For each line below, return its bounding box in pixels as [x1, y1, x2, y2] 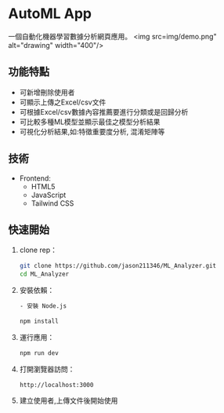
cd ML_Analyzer [19, 270, 70, 279]
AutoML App [8, 5, 92, 23]
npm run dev [19, 349, 59, 357]
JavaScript [31, 190, 67, 199]
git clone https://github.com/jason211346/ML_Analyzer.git [19, 262, 217, 270]
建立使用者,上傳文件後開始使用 [19, 396, 118, 405]
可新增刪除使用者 [19, 87, 75, 97]
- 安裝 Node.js [19, 302, 67, 310]
